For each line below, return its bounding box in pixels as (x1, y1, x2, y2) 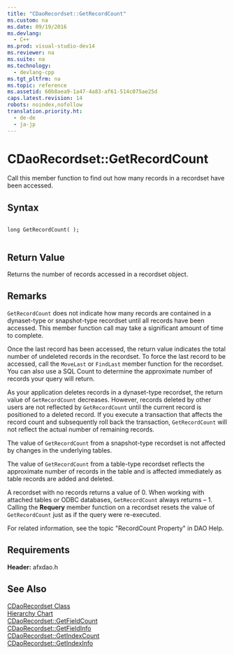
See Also (7, 583, 47, 595)
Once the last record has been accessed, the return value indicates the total (7, 344, 226, 353)
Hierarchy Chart (7, 609, 54, 618)
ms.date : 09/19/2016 (7, 23, 68, 30)
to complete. (7, 331, 44, 339)
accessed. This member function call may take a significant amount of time (7, 323, 224, 332)
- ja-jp (13, 120, 36, 128)
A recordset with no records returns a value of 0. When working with (7, 488, 205, 497)
